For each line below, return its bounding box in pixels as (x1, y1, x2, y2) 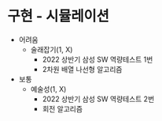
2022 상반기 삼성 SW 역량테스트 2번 (42, 94, 155, 104)
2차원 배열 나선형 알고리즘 (42, 64, 123, 74)
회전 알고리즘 (42, 104, 83, 113)
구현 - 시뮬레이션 (7, 7, 109, 25)
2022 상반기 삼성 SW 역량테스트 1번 (42, 55, 153, 64)
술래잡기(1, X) (30, 44, 73, 54)
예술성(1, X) (30, 84, 67, 93)
